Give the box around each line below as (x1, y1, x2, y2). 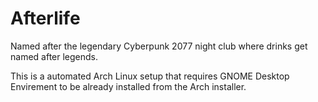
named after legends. (10, 50, 99, 62)
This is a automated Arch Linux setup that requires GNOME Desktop (10, 70, 290, 82)
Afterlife (10, 7, 81, 30)
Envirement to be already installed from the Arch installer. (10, 80, 247, 92)
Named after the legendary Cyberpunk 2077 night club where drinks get (10, 40, 308, 52)
